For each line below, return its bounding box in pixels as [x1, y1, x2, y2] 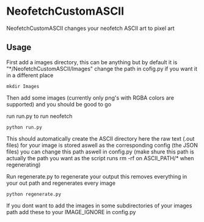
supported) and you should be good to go [6, 100, 112, 108]
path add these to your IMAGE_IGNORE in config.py [6, 208, 136, 215]
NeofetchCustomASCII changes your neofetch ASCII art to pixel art [6, 24, 175, 32]
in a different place [6, 72, 54, 79]
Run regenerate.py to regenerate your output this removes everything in [6, 172, 188, 180]
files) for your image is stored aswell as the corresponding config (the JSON [6, 141, 199, 149]
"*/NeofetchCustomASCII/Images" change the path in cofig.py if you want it [6, 65, 197, 72]
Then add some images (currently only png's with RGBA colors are [6, 94, 174, 102]
